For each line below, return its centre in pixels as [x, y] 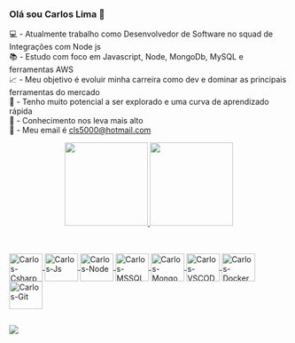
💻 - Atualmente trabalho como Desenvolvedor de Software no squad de [141, 34]
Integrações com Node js [55, 47]
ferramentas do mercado [54, 92]
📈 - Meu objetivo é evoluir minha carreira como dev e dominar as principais [148, 80]
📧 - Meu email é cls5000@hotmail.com [80, 130]
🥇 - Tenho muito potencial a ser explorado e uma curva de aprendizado [139, 102]
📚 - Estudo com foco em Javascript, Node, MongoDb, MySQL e [126, 57]
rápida [21, 111]
